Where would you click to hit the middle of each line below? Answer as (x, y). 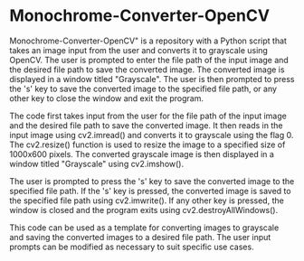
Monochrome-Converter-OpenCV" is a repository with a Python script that (148, 41)
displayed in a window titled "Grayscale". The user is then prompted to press (152, 79)
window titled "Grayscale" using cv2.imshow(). (96, 163)
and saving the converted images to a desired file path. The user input (140, 237)
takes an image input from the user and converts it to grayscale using (139, 50)
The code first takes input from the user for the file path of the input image (148, 116)
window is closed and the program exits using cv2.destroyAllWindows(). (144, 210)
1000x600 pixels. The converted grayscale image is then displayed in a (142, 154)
